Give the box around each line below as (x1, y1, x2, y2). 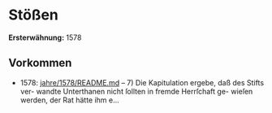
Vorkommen (8, 56, 72, 70)
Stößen (8, 6, 58, 24)
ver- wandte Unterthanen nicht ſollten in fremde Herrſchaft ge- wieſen (19, 86, 253, 96)
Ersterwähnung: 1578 (8, 33, 82, 42)
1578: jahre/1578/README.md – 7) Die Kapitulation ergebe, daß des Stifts (19, 77, 265, 87)
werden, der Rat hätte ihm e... (19, 95, 119, 105)
